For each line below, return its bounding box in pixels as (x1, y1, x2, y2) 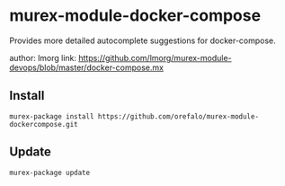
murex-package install (9, 111, 94, 121)
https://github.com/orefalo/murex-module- (97, 111, 259, 121)
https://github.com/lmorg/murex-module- (77, 52, 232, 63)
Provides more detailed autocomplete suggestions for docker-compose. (9, 35, 276, 46)
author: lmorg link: (9, 52, 77, 63)
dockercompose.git (9, 120, 78, 128)
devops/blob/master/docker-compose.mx (9, 62, 165, 73)
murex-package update (9, 168, 91, 177)
